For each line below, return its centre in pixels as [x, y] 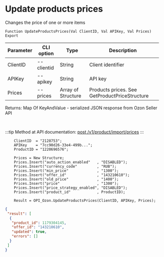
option [46, 53]
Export [12, 36]
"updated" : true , [29, 232]
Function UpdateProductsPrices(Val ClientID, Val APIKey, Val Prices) [78, 31]
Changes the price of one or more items [45, 22]
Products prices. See [113, 90]
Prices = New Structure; [39, 158]
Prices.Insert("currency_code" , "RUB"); [65, 166]
